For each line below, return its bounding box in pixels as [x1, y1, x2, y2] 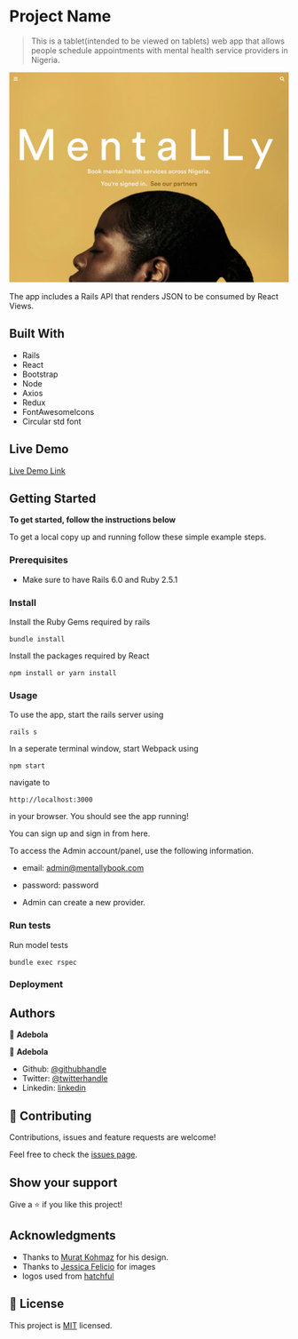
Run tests [9, 920, 51, 932]
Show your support [9, 1175, 118, 1190]
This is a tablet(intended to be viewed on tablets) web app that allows [30, 36, 286, 46]
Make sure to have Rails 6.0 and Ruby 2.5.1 [21, 574, 178, 585]
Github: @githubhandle [21, 1064, 107, 1074]
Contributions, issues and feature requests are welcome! [9, 1132, 216, 1143]
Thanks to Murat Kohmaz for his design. [21, 1251, 169, 1263]
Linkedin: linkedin [21, 1082, 86, 1094]
